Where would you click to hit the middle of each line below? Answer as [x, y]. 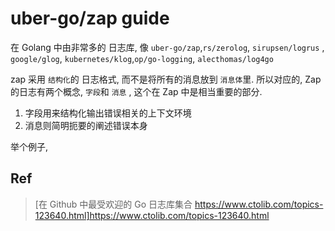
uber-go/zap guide [90, 18]
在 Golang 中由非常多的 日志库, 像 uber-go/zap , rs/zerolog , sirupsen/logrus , [167, 47]
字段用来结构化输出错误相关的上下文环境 [108, 113]
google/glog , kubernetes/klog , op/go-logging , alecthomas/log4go [142, 58]
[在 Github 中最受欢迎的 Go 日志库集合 [113, 204]
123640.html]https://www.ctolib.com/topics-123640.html [152, 215]
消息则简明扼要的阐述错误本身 [86, 125]
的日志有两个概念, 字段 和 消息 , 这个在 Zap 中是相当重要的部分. [136, 91]
